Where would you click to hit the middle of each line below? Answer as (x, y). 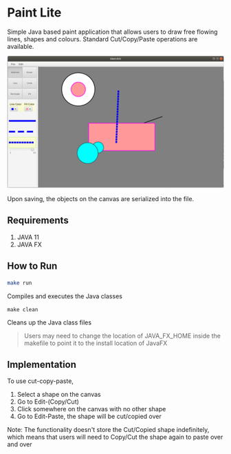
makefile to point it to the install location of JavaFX (96, 343)
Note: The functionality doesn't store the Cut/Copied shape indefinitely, (108, 430)
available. (21, 46)
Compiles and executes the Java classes (65, 296)
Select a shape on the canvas (59, 395)
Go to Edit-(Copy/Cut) (48, 402)
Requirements (38, 221)
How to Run (32, 266)
